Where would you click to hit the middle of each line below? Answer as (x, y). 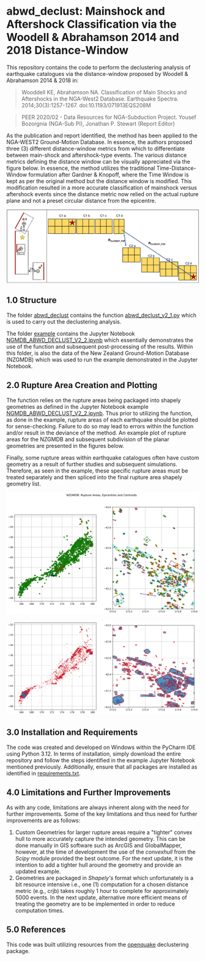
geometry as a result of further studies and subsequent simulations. (92, 464)
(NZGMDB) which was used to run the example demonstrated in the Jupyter (102, 359)
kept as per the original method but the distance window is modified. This (99, 181)
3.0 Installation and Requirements (72, 733)
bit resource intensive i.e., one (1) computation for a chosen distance (102, 884)
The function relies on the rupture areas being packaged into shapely (94, 400)
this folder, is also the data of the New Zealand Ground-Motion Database (98, 353)
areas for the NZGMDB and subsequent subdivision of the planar (88, 439)
